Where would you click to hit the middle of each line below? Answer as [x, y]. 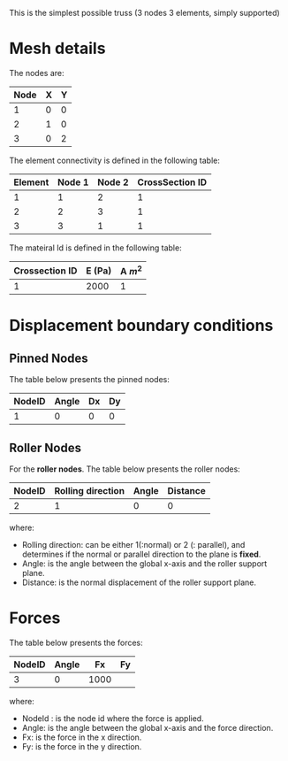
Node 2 [113, 182]
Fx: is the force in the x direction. [82, 737]
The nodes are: [37, 73]
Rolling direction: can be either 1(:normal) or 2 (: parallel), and [133, 545]
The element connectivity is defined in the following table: [115, 160]
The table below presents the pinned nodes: [89, 380]
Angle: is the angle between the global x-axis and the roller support [144, 564]
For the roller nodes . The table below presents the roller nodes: [125, 469]
